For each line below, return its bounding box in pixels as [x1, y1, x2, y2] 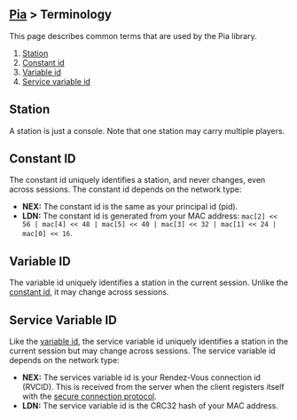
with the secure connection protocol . [21, 391, 157, 402]
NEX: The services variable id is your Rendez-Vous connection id [21, 372, 262, 383]
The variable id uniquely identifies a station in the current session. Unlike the [9, 277, 289, 288]
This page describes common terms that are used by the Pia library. [9, 30, 257, 41]
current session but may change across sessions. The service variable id [9, 345, 277, 356]
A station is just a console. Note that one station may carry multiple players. [9, 125, 285, 136]
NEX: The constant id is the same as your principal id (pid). [21, 202, 238, 212]
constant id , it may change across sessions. [9, 287, 169, 297]
